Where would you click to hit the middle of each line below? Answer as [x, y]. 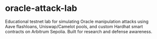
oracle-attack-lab [41, 8]
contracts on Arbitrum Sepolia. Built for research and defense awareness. [78, 31]
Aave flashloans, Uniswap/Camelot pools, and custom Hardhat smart [74, 26]
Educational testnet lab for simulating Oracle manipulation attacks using [77, 21]
